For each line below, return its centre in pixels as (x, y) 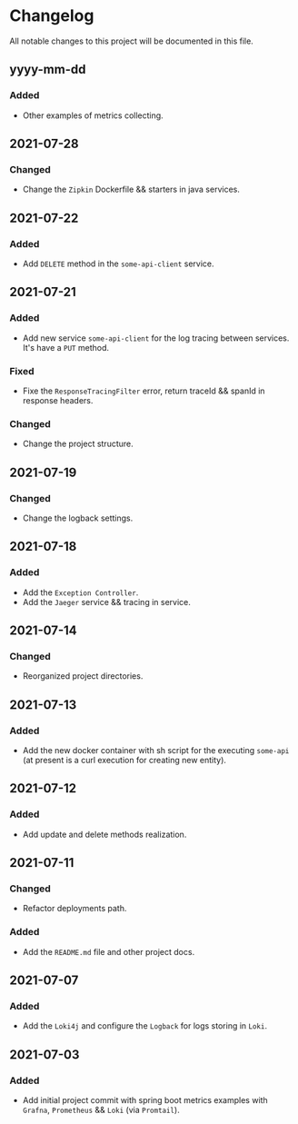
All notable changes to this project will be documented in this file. (132, 41)
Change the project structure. (78, 444)
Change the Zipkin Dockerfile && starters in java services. (131, 189)
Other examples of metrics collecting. (93, 115)
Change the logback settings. (78, 518)
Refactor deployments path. (74, 909)
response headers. (58, 400)
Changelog (52, 16)
